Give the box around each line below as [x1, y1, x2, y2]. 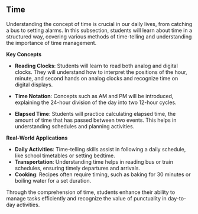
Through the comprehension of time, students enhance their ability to [6, 189, 176, 196]
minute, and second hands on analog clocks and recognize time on [14, 74, 178, 82]
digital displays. [14, 81, 53, 88]
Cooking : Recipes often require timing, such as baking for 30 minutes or [14, 171, 191, 178]
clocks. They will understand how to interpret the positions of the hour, [14, 68, 187, 76]
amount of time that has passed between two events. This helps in [14, 116, 177, 124]
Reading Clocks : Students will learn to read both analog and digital [14, 62, 178, 69]
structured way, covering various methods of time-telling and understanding [6, 33, 192, 40]
